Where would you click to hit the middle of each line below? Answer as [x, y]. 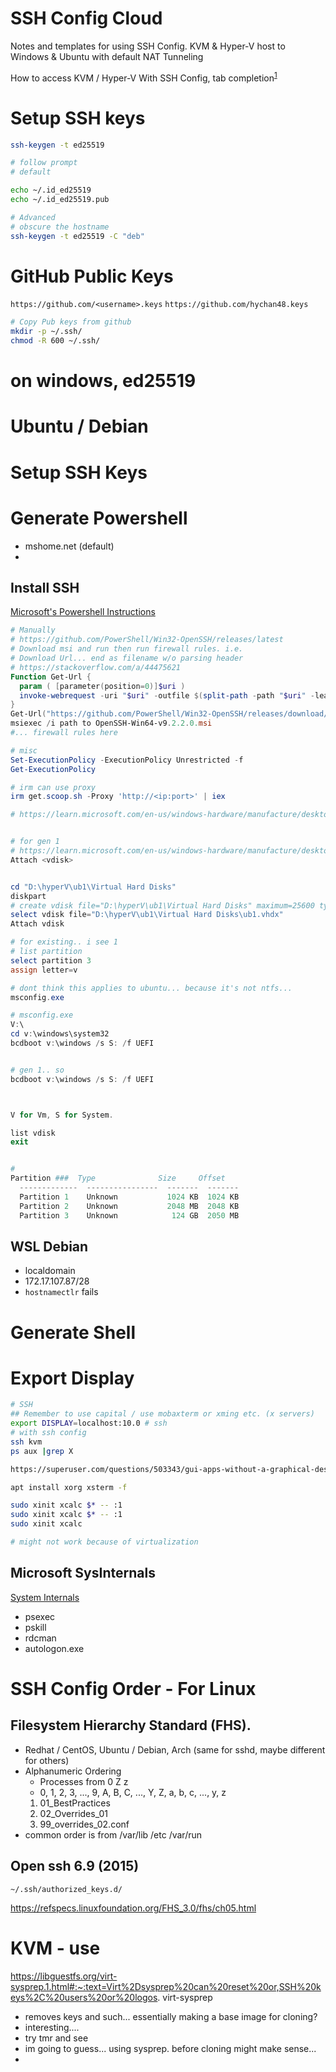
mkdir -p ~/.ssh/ [46, 332]
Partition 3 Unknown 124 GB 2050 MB [129, 1215]
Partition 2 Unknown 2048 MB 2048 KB [129, 1206]
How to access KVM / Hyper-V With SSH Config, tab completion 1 [144, 77]
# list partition [46, 952]
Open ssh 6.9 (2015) [75, 1866]
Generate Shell [73, 1332]
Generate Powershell [99, 518]
